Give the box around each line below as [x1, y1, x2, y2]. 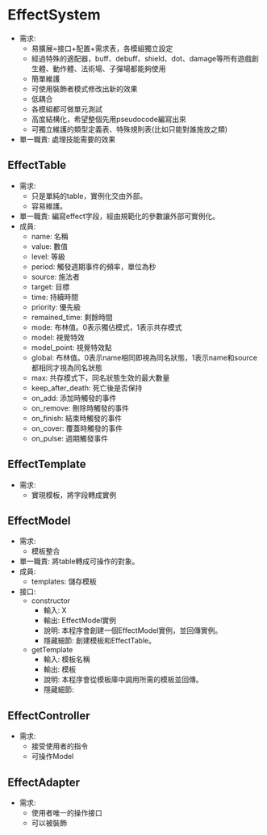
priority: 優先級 [31, 302, 81, 312]
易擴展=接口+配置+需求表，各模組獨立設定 [31, 43, 173, 53]
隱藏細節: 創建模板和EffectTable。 [43, 636, 156, 646]
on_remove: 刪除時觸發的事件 [31, 403, 130, 413]
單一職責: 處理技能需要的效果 [19, 134, 116, 144]
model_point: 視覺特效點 [31, 342, 112, 352]
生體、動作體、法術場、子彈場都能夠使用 [31, 63, 166, 74]
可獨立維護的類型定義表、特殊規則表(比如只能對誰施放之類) [31, 124, 227, 134]
